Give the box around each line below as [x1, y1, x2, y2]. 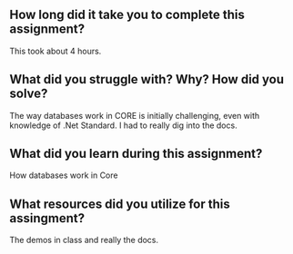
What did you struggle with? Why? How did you [9, 72, 285, 87]
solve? [9, 86, 48, 102]
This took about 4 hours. [9, 45, 102, 56]
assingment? [9, 210, 85, 226]
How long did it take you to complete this [9, 7, 246, 23]
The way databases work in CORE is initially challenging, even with [9, 110, 260, 121]
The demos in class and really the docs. [9, 235, 159, 246]
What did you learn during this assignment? [9, 146, 263, 161]
